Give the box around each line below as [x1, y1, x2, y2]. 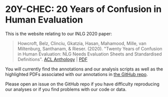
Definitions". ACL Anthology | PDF [17, 56, 88, 62]
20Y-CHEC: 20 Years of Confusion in [5, 3, 162, 15]
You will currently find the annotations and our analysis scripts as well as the [5, 66, 163, 72]
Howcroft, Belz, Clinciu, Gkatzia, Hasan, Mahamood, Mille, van [17, 40, 146, 46]
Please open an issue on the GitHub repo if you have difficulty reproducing [5, 81, 159, 87]
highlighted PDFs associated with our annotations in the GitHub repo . [5, 71, 148, 77]
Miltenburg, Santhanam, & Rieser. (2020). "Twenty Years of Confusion [17, 45, 162, 51]
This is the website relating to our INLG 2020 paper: [5, 30, 112, 36]
